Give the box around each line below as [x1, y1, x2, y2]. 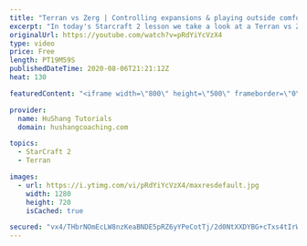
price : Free [9, 47, 55, 56]
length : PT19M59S [9, 56, 76, 65]
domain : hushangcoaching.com [17, 122, 129, 132]
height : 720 [26, 198, 71, 207]
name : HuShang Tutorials [17, 114, 112, 123]
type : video [9, 38, 55, 48]
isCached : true [26, 206, 84, 215]
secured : [9, 222, 43, 232]
